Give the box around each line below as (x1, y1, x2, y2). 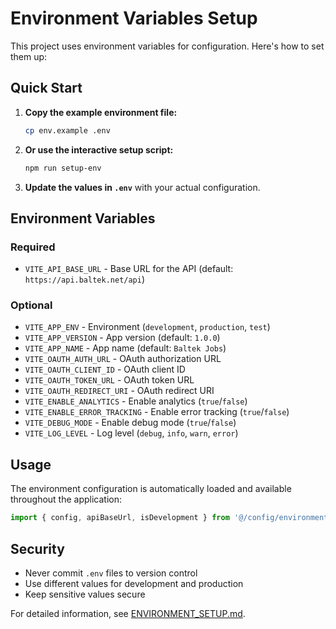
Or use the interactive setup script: (24, 143, 174, 156)
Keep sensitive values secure (24, 588, 146, 600)
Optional (10, 298, 53, 312)
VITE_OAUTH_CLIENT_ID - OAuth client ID (24, 363, 186, 376)
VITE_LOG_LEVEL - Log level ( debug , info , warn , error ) (24, 427, 239, 439)
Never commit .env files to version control (24, 567, 198, 579)
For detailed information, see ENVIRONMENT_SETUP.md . (10, 607, 246, 619)
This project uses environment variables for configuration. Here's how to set (10, 40, 325, 52)
